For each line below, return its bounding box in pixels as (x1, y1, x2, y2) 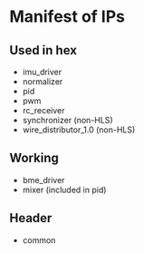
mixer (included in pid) (22, 184, 107, 195)
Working (9, 151, 59, 166)
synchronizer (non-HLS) (22, 115, 113, 125)
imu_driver (22, 66, 62, 77)
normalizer (22, 76, 63, 87)
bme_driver (22, 174, 65, 185)
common (22, 234, 56, 246)
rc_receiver (22, 105, 65, 115)
